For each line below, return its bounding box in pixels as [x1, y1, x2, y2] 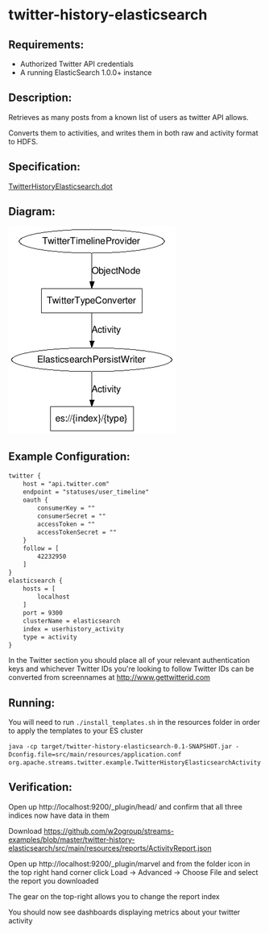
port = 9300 [23, 609, 63, 618]
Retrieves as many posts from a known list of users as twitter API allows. [8, 112, 249, 122]
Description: [8, 91, 72, 105]
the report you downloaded [8, 876, 99, 885]
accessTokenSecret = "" [37, 528, 117, 537]
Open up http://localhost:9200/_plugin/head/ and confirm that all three [8, 802, 243, 811]
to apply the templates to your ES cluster [8, 726, 143, 735]
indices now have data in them [8, 810, 110, 820]
